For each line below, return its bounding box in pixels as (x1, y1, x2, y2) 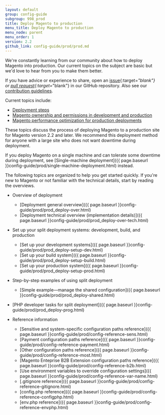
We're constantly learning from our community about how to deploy (5, 57, 143, 63)
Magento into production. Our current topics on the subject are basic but (5, 63, 153, 68)
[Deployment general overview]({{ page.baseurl (19, 201, 117, 207)
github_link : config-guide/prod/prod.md (5, 44, 90, 49)
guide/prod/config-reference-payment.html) (19, 342, 110, 348)
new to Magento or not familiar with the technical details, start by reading (5, 177, 154, 183)
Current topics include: (5, 97, 52, 103)
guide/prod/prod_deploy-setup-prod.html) (19, 268, 105, 274)
